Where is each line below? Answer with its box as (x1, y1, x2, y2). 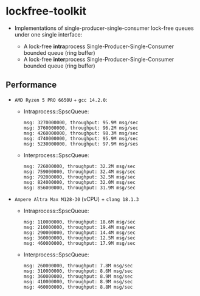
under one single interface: (14, 30, 83, 38)
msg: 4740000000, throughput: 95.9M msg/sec (23, 135, 139, 141)
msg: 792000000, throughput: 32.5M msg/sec (23, 174, 136, 180)
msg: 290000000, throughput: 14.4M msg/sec (23, 230, 136, 236)
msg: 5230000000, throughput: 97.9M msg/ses (23, 141, 139, 147)
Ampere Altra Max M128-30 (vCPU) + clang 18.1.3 (14, 195, 139, 202)
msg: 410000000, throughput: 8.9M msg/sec (23, 278, 133, 284)
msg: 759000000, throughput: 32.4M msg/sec (23, 169, 136, 175)
